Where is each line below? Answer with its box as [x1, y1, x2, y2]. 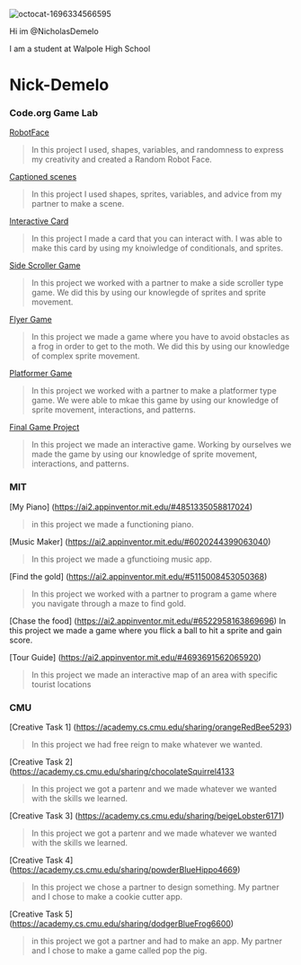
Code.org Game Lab [9, 107, 99, 120]
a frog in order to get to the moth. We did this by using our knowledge [31, 341, 290, 352]
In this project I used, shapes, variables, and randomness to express [31, 145, 285, 155]
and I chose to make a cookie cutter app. [31, 891, 183, 902]
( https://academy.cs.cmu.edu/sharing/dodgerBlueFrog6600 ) [9, 918, 235, 929]
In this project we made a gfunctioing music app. [31, 553, 213, 564]
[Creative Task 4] [9, 854, 74, 866]
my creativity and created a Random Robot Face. [31, 154, 213, 165]
